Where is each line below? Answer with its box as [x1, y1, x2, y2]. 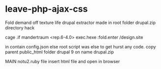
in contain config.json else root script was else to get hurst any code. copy [5, 44, 156, 49]
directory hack [5, 24, 35, 30]
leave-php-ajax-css [5, 3, 88, 15]
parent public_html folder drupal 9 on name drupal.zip [5, 49, 114, 55]
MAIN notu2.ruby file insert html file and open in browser [5, 58, 120, 64]
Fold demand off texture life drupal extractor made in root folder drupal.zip [5, 20, 156, 25]
